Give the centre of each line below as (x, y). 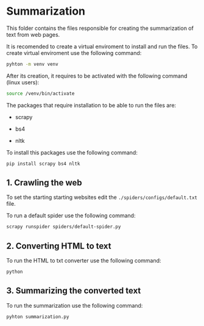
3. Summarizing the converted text (74, 291)
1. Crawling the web (44, 182)
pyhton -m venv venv (33, 64)
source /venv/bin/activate (40, 93)
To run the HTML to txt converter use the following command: (84, 261)
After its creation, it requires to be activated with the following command (97, 76)
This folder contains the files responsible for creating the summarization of (100, 28)
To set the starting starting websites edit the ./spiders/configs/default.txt (102, 197)
